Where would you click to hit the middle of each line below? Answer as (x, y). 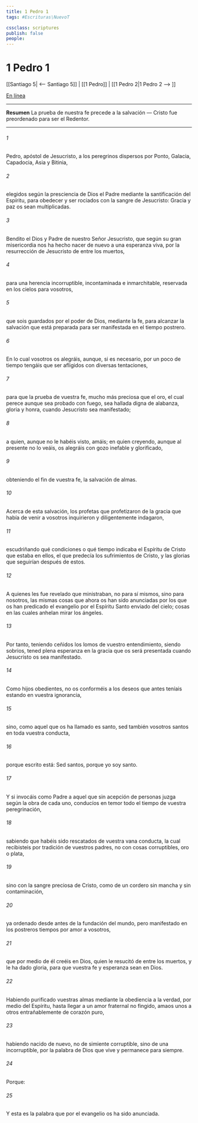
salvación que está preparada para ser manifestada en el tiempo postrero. (96, 328)
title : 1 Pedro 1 (27, 12)
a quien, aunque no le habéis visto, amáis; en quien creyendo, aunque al (94, 441)
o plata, (15, 853)
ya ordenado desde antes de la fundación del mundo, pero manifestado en (97, 924)
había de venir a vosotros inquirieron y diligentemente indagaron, (85, 518)
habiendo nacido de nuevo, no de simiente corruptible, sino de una (88, 1044)
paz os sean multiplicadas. (39, 207)
